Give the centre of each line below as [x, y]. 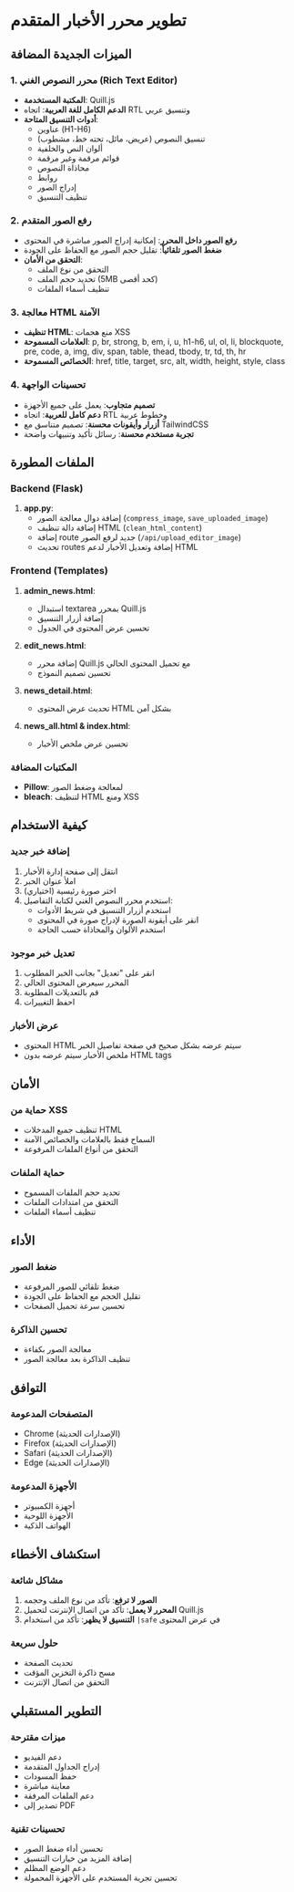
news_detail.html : [58, 691]
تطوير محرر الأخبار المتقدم [99, 21]
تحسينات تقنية [38, 1828]
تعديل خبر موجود [43, 952]
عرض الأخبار [35, 1025]
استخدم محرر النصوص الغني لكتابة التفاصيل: [98, 900]
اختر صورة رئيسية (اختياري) [70, 890]
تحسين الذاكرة [39, 1329]
